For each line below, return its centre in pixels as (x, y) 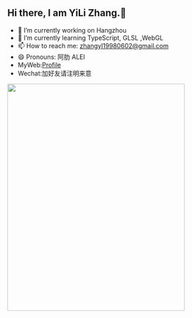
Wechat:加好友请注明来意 (55, 73)
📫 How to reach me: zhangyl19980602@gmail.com (93, 45)
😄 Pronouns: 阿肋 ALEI (51, 57)
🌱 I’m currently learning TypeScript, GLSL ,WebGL (90, 38)
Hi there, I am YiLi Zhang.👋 (67, 13)
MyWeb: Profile (39, 65)
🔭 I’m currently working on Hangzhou (72, 30)
